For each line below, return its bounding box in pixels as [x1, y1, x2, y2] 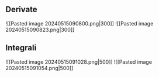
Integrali [5, 43, 37, 53]
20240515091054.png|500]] [5, 64, 74, 71]
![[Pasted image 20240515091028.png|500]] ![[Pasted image [5, 58, 153, 65]
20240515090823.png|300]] [5, 26, 75, 33]
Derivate [5, 5, 37, 14]
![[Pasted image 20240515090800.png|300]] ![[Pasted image [5, 20, 154, 27]
